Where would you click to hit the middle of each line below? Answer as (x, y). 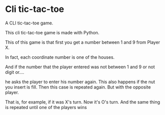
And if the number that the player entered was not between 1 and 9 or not (80, 67)
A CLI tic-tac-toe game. (29, 23)
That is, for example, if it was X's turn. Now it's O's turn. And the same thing (82, 102)
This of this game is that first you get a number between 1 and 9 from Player (82, 42)
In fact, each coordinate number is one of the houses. (60, 57)
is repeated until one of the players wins (46, 107)
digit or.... (15, 72)
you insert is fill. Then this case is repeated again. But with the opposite (78, 87)
